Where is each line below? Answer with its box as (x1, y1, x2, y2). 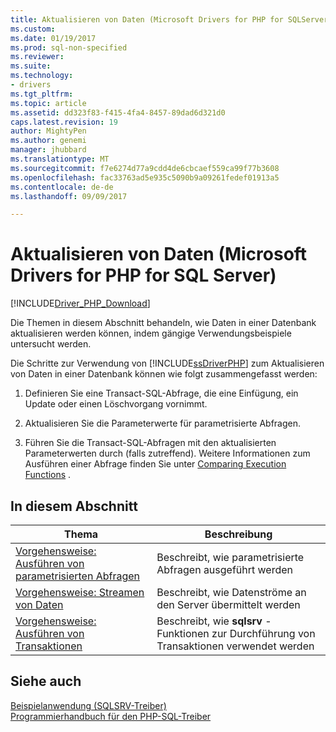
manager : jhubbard (10, 145, 87, 155)
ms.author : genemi (10, 136, 87, 146)
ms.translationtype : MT (10, 154, 110, 164)
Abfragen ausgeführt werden (156, 563, 294, 576)
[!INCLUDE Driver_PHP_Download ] (10, 297, 151, 310)
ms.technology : (10, 71, 74, 81)
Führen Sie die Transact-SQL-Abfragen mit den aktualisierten (24, 437, 277, 449)
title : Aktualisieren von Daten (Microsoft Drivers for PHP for (10, 14, 284, 25)
